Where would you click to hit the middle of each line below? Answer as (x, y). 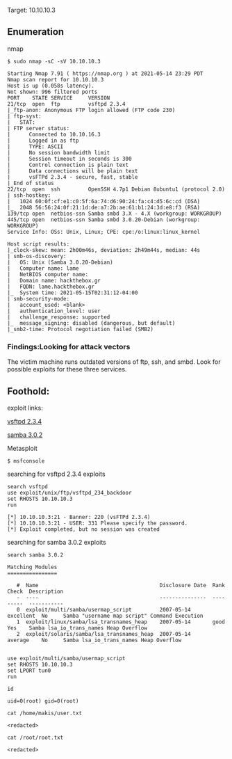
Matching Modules (32, 567)
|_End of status (31, 183)
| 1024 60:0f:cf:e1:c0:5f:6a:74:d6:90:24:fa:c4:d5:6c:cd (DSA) (103, 201)
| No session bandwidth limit (59, 152)
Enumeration (36, 32)
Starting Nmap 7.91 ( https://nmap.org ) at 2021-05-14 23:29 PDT (105, 73)
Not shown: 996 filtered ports (52, 92)
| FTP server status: (39, 128)
